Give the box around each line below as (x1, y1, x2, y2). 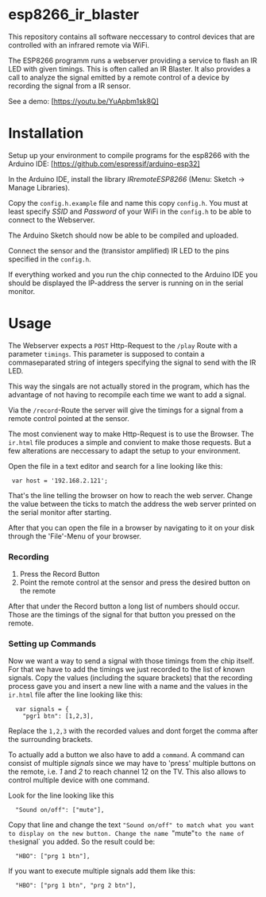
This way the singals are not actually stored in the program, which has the (8, 381, 250, 391)
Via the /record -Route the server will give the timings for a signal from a (8, 405, 244, 415)
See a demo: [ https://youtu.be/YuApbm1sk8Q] (8, 96, 159, 106)
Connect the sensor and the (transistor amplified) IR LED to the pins (8, 246, 229, 255)
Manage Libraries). (8, 183, 70, 192)
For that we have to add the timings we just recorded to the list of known (8, 665, 245, 675)
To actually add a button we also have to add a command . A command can (8, 750, 245, 760)
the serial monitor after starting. (8, 507, 112, 517)
